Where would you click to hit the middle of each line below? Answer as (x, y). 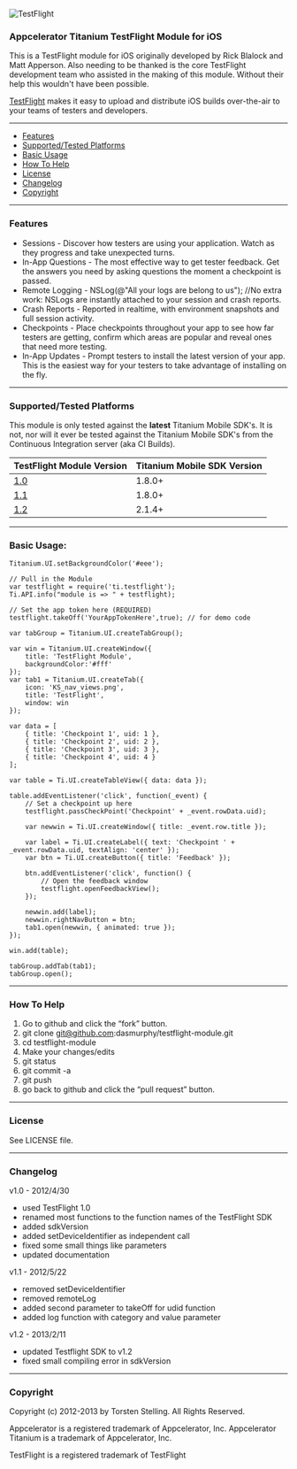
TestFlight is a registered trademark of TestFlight (98, 1455)
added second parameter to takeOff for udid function (118, 1308)
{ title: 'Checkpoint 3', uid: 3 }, (93, 750)
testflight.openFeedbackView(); (101, 889)
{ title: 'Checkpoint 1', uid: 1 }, (93, 734)
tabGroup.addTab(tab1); (53, 966)
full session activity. (58, 318)
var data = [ (33, 727)
